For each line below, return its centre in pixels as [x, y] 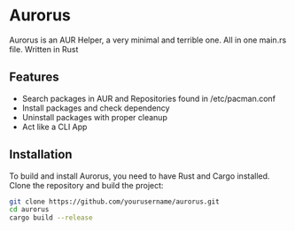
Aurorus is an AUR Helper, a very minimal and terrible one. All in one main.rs [148, 40]
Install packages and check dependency [96, 108]
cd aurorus [29, 210]
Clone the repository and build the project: [86, 185]
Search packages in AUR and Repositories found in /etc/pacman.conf [149, 98]
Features [34, 77]
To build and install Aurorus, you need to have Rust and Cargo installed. [140, 176]
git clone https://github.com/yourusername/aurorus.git [114, 201]
